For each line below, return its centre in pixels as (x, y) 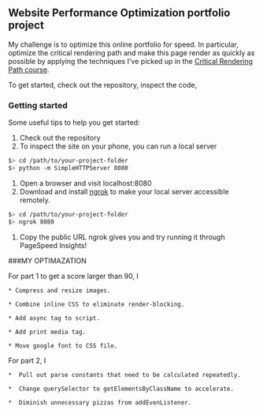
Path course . (29, 70)
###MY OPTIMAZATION (47, 261)
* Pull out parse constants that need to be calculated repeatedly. (125, 374)
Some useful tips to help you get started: (74, 122)
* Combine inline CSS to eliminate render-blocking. (96, 304)
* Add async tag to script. (54, 318)
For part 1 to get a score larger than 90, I (74, 276)
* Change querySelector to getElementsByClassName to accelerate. (121, 389)
